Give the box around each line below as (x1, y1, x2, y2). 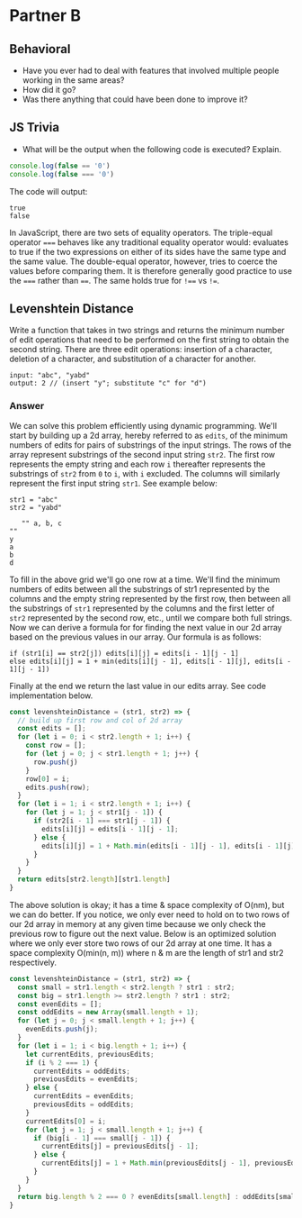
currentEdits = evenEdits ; (32, 1092, 135, 1101)
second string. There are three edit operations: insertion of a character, (9, 344, 272, 355)
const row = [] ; (25, 741, 87, 750)
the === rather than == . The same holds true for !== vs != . (9, 275, 220, 286)
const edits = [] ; (17, 724, 87, 733)
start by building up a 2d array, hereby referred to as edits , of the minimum (9, 430, 288, 441)
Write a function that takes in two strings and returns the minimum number (9, 325, 285, 336)
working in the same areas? (22, 75, 125, 86)
